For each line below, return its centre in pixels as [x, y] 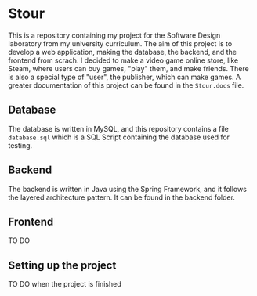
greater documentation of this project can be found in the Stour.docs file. [126, 85]
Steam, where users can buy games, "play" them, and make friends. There [128, 68]
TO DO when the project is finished [65, 284]
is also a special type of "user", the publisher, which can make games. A [125, 77]
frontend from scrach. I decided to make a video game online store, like [123, 60]
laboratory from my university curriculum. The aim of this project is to [120, 43]
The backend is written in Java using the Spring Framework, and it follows [127, 189]
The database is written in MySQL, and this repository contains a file [118, 128]
